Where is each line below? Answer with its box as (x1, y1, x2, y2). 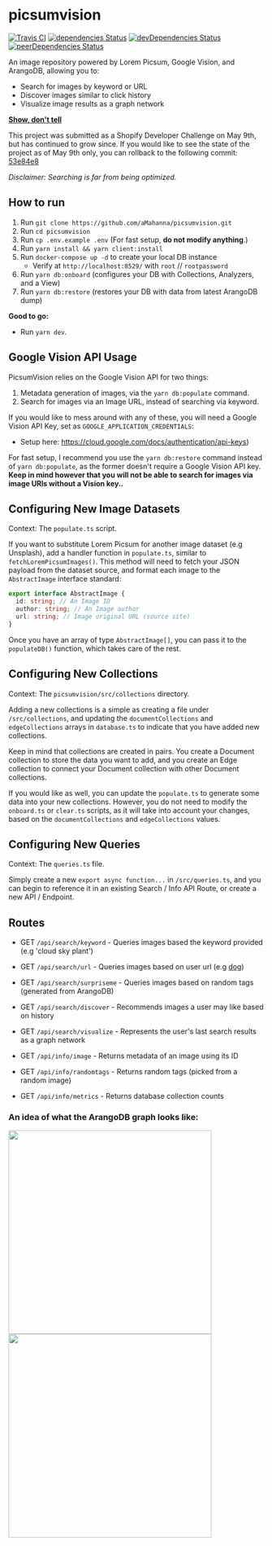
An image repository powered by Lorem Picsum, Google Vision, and (8, 57, 235, 67)
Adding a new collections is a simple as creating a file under (8, 705, 209, 714)
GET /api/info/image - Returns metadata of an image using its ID (19, 1051, 239, 1061)
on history (19, 1011, 54, 1021)
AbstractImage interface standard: (8, 574, 122, 584)
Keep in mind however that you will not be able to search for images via (8, 470, 253, 480)
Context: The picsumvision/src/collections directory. (8, 688, 190, 698)
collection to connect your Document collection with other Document (8, 763, 240, 773)
